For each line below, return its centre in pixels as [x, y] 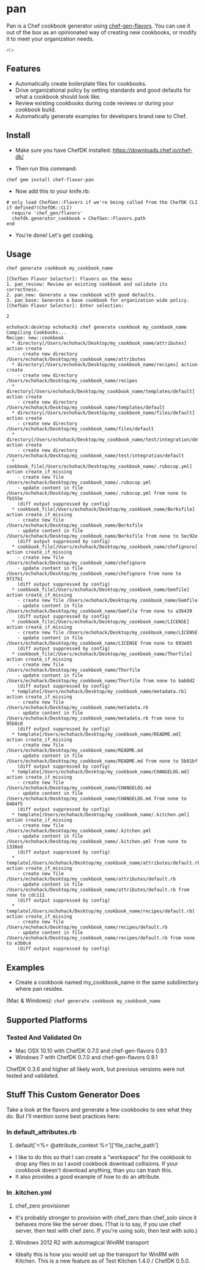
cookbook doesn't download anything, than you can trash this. [94, 1170]
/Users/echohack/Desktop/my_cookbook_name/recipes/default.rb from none [101, 938]
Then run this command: [46, 168]
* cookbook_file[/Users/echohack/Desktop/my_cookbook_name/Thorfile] [102, 654]
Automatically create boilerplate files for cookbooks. [81, 83]
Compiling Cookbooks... [37, 333]
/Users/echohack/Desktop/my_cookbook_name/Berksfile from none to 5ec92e [102, 536]
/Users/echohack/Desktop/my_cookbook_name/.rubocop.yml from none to [97, 494]
